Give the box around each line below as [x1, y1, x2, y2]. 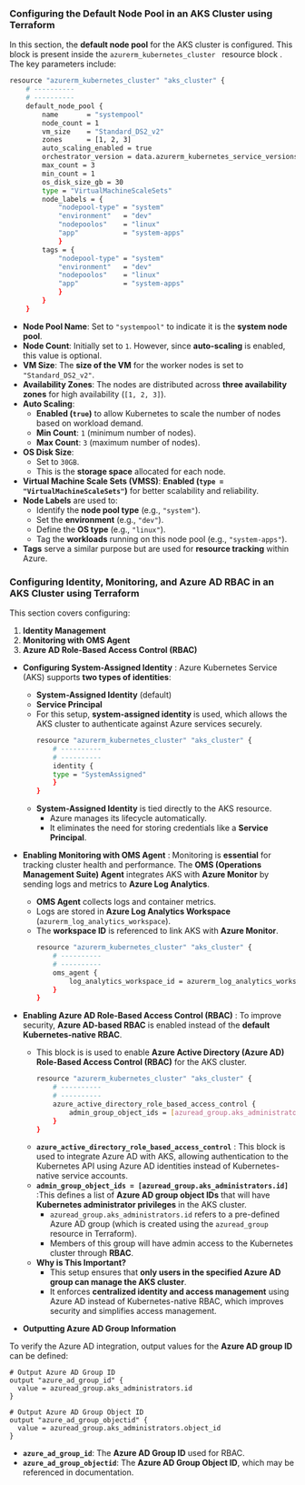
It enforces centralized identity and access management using [49, 1286, 290, 1298]
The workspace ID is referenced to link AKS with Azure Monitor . [35, 926, 279, 937]
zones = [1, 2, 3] [42, 135, 132, 145]
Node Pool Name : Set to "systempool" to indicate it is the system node [22, 321, 288, 332]
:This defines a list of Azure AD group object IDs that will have [35, 1189, 271, 1200]
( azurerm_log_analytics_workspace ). [35, 916, 171, 927]
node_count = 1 [42, 118, 100, 127]
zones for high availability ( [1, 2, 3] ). [22, 388, 166, 399]
